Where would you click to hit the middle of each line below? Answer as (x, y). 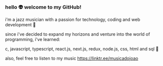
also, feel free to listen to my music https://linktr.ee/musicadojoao (72, 58)
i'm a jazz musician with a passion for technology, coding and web (73, 20)
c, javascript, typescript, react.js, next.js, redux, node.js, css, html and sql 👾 (82, 49)
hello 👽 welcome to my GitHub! (43, 7)
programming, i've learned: (33, 40)
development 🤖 (20, 25)
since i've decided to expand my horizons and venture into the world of (78, 34)
